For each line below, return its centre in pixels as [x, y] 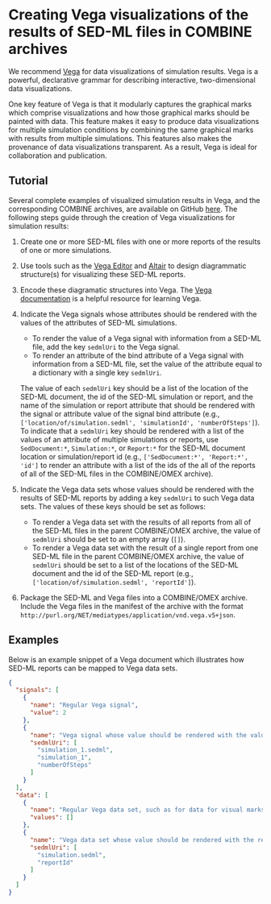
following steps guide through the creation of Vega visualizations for [122, 217]
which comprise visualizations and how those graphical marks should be [129, 112]
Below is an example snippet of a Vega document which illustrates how [126, 659]
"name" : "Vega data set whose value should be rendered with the [142, 840]
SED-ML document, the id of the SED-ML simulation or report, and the [137, 396]
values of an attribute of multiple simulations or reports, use [119, 439]
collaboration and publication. [58, 156]
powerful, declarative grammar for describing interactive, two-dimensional [132, 80]
